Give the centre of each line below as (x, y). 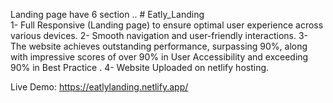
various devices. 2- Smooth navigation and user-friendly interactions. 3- (159, 35)
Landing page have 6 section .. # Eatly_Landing (107, 14)
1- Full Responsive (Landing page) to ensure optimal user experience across (167, 25)
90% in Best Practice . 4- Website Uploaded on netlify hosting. (140, 67)
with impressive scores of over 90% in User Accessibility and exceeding (159, 57)
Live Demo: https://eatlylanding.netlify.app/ (99, 87)
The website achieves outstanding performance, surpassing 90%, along (159, 46)
